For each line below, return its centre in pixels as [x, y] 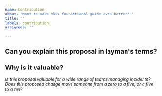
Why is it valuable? [34, 67]
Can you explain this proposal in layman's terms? [81, 51]
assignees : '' [19, 27]
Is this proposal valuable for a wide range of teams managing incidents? [78, 79]
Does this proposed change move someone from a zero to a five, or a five [79, 84]
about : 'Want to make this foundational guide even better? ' [69, 14]
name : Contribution [25, 9]
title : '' [15, 18]
